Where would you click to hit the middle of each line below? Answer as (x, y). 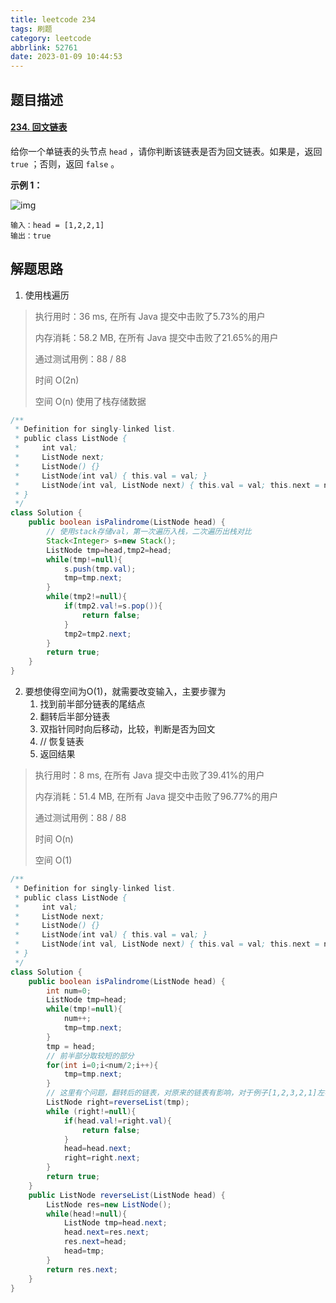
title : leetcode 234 (53, 19)
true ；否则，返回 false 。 (65, 163)
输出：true (31, 236)
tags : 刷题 (31, 29)
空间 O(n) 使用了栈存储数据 (90, 401)
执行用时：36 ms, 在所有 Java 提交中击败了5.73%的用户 (150, 316)
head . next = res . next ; (106, 1232)
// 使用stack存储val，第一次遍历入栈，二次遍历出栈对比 (149, 532)
